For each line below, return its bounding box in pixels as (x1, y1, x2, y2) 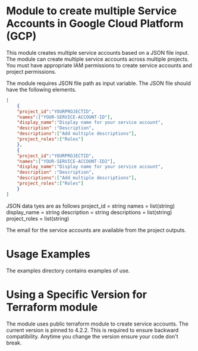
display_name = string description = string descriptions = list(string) (6, 208, 172, 215)
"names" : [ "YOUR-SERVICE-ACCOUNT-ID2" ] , (17, 158, 116, 164)
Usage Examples (6, 247, 91, 261)
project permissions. (6, 68, 56, 75)
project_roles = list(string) (6, 215, 70, 222)
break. (6, 339, 22, 346)
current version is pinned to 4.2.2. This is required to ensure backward (6, 326, 179, 334)
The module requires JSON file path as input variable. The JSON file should (6, 79, 191, 87)
